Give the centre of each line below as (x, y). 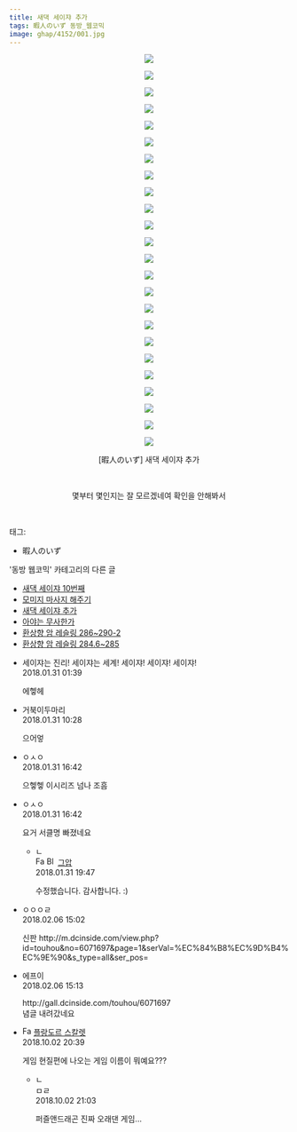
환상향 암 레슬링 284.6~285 (70, 644)
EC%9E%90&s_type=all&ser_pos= (85, 958)
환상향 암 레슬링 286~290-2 (71, 633)
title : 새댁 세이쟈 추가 (49, 17)
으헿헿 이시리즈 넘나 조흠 (65, 786)
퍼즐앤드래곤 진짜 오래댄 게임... (88, 1119)
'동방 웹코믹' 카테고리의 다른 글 (63, 570)
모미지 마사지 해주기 (56, 599)
